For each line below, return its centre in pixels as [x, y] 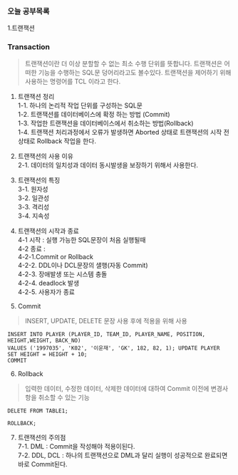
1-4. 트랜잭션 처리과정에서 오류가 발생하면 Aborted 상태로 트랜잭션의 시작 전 [123, 132]
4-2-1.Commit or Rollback [56, 256]
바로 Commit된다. [42, 464]
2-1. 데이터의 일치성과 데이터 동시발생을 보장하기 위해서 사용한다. [108, 165]
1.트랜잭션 [21, 28]
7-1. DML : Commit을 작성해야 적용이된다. [76, 446]
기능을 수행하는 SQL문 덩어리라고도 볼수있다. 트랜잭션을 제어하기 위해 [135, 72]
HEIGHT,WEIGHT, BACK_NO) [44, 340]
